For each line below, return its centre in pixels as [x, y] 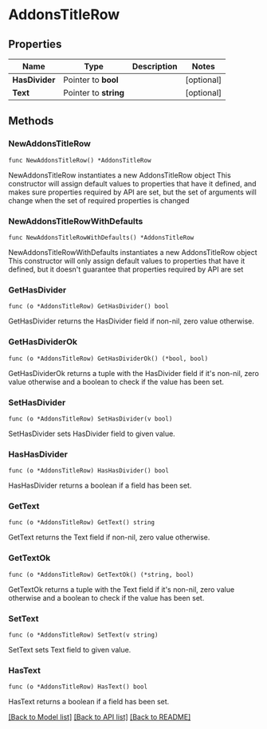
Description [155, 67]
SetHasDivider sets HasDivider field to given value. [92, 433]
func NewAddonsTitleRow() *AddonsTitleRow [80, 160]
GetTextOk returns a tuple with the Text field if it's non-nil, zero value [122, 589]
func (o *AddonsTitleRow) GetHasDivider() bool [89, 307]
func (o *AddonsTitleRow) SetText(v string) [83, 635]
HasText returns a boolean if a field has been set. [89, 702]
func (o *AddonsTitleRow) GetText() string [82, 523]
